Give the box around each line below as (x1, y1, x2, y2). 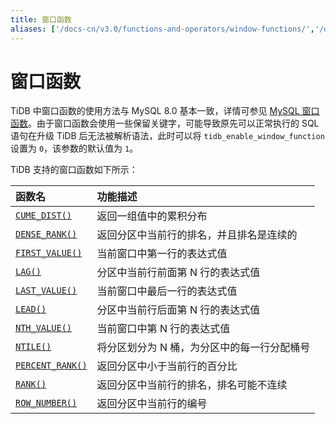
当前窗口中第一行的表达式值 (96, 247, 228, 261)
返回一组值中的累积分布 (96, 209, 208, 223)
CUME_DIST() (15, 210, 73, 221)
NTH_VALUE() (15, 322, 73, 334)
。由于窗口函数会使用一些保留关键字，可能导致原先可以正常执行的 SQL (28, 117, 320, 130)
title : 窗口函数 (10, 14, 72, 25)
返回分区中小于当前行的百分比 (96, 359, 238, 373)
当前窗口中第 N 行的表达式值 (96, 322, 231, 336)
